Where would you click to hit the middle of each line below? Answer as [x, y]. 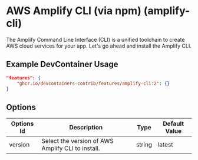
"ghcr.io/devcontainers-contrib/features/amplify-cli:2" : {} [93, 84]
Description [86, 128]
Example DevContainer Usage [62, 64]
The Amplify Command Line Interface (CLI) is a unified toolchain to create [95, 39]
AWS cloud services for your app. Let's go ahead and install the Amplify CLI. [99, 46]
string [144, 145]
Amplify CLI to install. [70, 148]
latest [165, 145]
